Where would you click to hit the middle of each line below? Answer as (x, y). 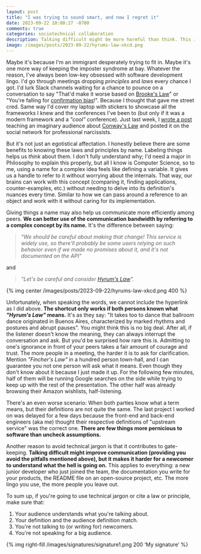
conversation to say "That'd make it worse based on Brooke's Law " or (92, 94)
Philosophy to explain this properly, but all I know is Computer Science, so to (100, 163)
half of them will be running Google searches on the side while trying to (94, 378)
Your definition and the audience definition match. (77, 520)
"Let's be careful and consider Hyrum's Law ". (77, 279)
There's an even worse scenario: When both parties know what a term (93, 403)
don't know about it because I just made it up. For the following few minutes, (100, 372)
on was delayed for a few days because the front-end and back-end (90, 415)
